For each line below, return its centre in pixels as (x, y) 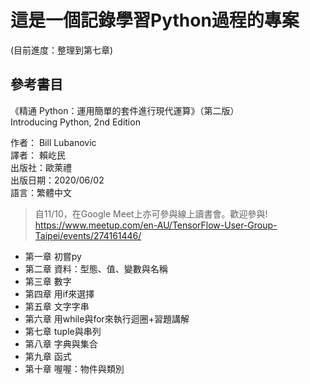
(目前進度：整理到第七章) (62, 50)
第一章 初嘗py (53, 256)
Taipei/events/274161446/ (88, 235)
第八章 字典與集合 (61, 343)
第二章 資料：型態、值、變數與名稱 (96, 268)
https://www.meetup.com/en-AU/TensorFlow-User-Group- (156, 225)
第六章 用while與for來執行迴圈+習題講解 (107, 318)
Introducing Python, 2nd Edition (75, 122)
